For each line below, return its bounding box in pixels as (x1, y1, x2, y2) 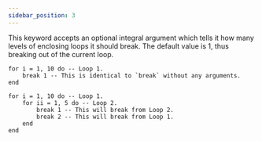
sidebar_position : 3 (8, 11, 76, 20)
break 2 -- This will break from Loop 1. (36, 113, 175, 121)
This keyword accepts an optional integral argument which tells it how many (8, 33, 254, 42)
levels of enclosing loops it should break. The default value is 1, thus (8, 41, 230, 51)
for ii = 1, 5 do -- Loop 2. (22, 99, 118, 107)
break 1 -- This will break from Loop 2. (36, 106, 175, 114)
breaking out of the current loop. (8, 49, 114, 59)
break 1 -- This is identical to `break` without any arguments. (22, 71, 242, 79)
